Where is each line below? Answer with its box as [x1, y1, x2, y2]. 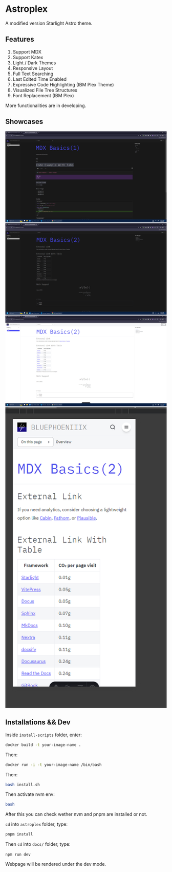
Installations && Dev [5, 718, 71, 727]
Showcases [5, 117, 44, 126]
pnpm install [5, 832, 33, 837]
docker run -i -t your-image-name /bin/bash [5, 762, 102, 767]
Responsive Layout [12, 65, 53, 71]
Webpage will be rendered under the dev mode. [5, 861, 106, 867]
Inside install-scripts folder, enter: [5, 732, 82, 738]
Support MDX [12, 48, 42, 55]
